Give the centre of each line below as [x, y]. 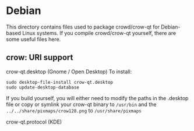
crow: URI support [40, 57]
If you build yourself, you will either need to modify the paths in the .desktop [97, 98]
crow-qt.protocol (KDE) [34, 122]
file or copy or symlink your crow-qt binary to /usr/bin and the [81, 104]
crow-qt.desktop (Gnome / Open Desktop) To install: [69, 72]
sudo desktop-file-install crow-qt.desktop [60, 82]
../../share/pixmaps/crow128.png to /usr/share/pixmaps [74, 110]
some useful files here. [33, 39]
